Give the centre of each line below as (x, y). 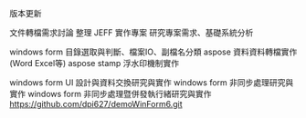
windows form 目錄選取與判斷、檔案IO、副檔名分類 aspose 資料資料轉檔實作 (153, 52)
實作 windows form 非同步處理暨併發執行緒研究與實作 (111, 94)
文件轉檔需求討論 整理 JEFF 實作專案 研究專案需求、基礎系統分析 (132, 33)
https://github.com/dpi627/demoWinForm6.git (96, 104)
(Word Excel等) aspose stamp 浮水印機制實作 (95, 63)
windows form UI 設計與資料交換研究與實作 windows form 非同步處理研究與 (152, 83)
